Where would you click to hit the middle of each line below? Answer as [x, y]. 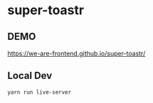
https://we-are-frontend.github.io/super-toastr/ [76, 53]
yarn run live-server [39, 92]
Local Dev [30, 76]
